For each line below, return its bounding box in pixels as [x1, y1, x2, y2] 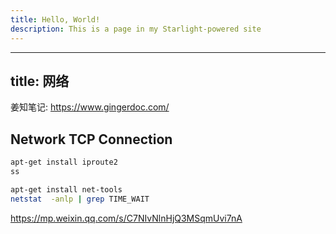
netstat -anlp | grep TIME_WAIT [10, 194, 150, 204]
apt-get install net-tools [10, 184, 123, 195]
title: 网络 [10, 72, 70, 90]
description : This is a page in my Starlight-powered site [10, 24, 262, 34]
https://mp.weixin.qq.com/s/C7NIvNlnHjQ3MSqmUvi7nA [10, 212, 243, 224]
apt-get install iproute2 [10, 157, 118, 168]
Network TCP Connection [10, 131, 173, 148]
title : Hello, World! [10, 14, 101, 25]
